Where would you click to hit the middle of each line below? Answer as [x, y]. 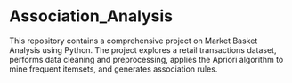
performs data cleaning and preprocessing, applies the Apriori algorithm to [146, 59]
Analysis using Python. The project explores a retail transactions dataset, [143, 49]
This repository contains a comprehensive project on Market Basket [134, 41]
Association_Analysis [91, 16]
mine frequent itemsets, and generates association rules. [114, 69]
